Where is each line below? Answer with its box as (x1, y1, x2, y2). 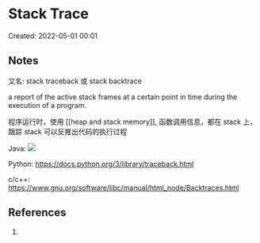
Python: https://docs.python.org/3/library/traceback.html (8, 159, 194, 168)
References (8, 206, 67, 219)
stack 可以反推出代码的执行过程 (23, 126, 128, 136)
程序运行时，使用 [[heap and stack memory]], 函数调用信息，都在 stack (8, 117, 242, 126)
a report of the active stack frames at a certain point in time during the (8, 92, 238, 102)
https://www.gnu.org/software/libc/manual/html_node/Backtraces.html (8, 183, 239, 192)
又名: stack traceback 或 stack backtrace (8, 76, 143, 86)
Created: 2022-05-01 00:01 (8, 31, 97, 40)
